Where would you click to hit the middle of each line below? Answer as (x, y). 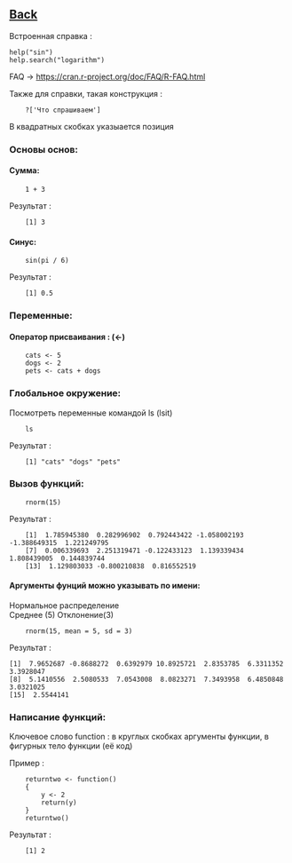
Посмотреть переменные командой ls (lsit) (91, 413)
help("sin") (31, 52)
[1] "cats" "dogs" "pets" (73, 462)
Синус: (23, 241)
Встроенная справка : (51, 36)
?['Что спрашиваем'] (63, 110)
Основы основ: (43, 149)
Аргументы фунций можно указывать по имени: (105, 586)
